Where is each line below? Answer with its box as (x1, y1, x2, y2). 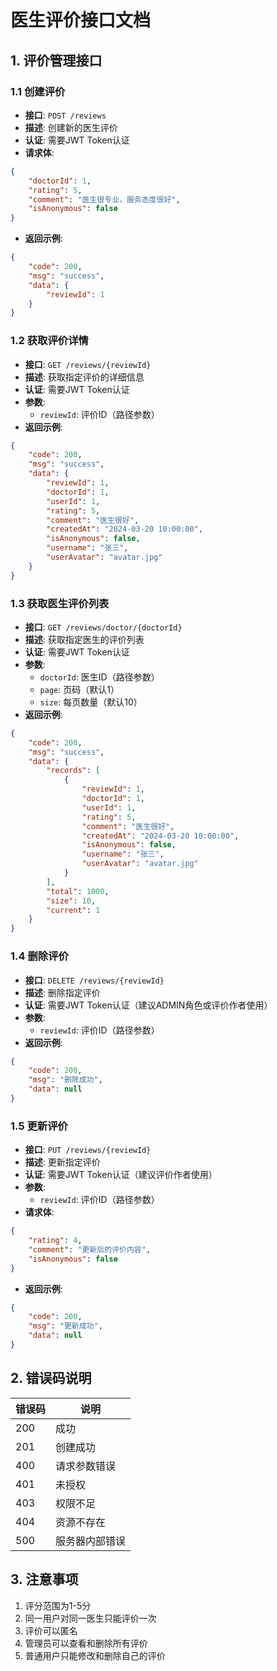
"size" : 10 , (46, 896, 97, 906)
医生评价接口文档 (10, 9, 152, 32)
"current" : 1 (46, 905, 101, 915)
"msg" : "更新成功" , (28, 1321, 103, 1331)
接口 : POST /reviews (24, 109, 107, 121)
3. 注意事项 (10, 1571, 79, 1588)
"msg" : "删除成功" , (28, 1075, 103, 1085)
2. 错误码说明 (10, 1370, 92, 1387)
